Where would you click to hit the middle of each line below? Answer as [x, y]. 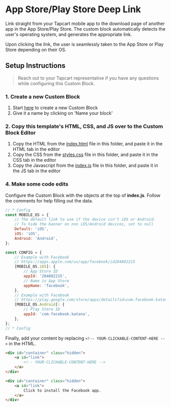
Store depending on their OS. [36, 49]
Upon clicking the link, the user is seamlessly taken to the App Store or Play [84, 44]
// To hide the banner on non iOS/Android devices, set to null [84, 224]
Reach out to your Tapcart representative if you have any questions [88, 78]
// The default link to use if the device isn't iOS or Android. [85, 220]
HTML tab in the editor [36, 149]
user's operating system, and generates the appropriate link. [69, 34]
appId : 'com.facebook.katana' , [57, 314]
